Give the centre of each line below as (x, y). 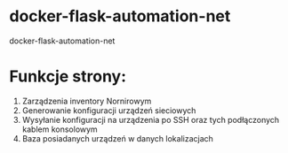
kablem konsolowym (60, 129)
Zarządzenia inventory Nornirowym (87, 101)
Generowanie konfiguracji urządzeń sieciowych (109, 110)
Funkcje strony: (68, 76)
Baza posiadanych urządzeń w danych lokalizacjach (117, 138)
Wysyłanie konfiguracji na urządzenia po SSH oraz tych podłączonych (151, 119)
